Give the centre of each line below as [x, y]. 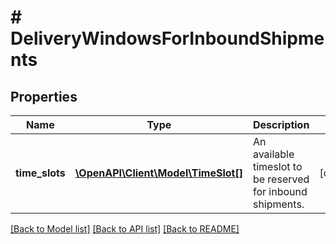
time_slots [40, 173]
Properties [44, 96]
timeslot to [277, 166]
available [273, 154]
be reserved [281, 179]
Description [281, 124]
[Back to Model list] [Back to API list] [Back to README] [125, 229]
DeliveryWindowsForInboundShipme [167, 38]
